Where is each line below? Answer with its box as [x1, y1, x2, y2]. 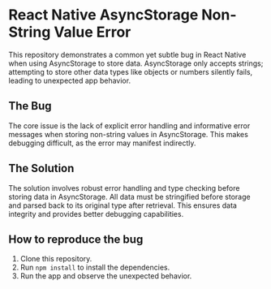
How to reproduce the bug [8, 232, 144, 246]
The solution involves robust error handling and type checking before [8, 183, 240, 192]
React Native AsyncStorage [8, 6, 199, 24]
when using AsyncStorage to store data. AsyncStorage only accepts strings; [8, 58, 264, 68]
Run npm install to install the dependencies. [19, 262, 170, 273]
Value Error [54, 23, 131, 41]
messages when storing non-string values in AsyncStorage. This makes [8, 129, 249, 139]
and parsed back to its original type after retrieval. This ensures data [8, 201, 238, 210]
